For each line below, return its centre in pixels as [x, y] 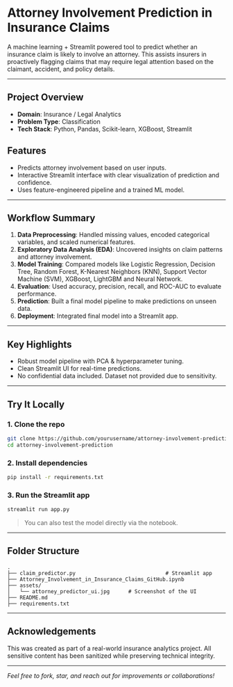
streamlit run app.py [38, 510]
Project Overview [45, 98]
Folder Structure [43, 551]
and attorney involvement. [54, 257]
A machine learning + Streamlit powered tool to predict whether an [102, 47]
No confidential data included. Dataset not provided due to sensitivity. [117, 376]
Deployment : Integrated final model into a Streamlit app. [98, 316]
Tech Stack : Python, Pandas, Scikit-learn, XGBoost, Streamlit [105, 129]
